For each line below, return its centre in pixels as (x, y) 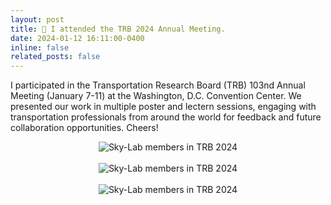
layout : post (37, 19)
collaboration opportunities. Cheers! (84, 128)
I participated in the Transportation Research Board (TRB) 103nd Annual (158, 85)
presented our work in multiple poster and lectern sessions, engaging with (163, 107)
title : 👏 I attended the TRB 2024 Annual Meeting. (118, 29)
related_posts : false (55, 57)
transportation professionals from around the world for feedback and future (166, 117)
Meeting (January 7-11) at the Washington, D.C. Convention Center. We (156, 96)
